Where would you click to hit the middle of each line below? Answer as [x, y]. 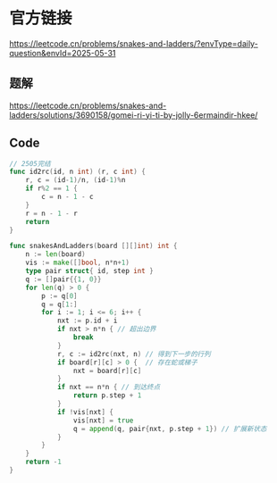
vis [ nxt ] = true [103, 421]
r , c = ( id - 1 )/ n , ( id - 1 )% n [76, 180]
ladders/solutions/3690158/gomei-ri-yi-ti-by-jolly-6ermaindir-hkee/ [134, 115]
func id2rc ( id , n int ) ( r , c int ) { [77, 172]
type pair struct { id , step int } [89, 271]
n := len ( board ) [56, 254]
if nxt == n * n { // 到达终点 [109, 387]
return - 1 [44, 462]
